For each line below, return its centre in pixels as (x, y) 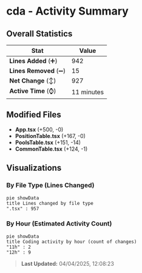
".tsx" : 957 (23, 209)
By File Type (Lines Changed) (50, 185)
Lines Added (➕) (33, 61)
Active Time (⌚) (33, 91)
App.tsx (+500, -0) (39, 130)
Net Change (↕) (33, 81)
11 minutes (88, 92)
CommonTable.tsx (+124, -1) (51, 149)
